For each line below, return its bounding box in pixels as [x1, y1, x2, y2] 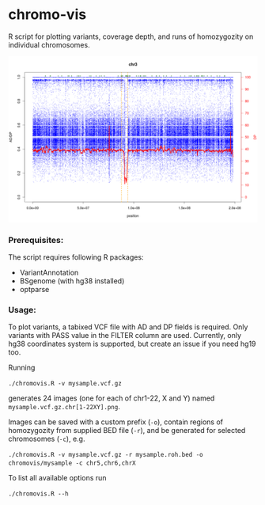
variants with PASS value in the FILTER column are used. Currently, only [8, 331, 242, 340]
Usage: [8, 304, 37, 315]
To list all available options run [8, 473, 107, 483]
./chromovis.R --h [8, 490, 69, 498]
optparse [19, 284, 50, 294]
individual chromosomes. [8, 40, 90, 49]
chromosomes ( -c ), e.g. [8, 434, 85, 444]
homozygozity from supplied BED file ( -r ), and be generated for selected [8, 426, 246, 435]
